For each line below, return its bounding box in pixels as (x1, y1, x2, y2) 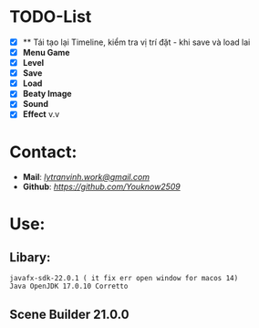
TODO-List (9, 6, 92, 27)
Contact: (9, 142, 78, 162)
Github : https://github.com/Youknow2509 (22, 181, 181, 193)
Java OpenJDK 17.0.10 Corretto (9, 281, 129, 291)
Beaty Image (22, 89, 72, 100)
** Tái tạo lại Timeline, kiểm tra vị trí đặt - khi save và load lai (22, 37, 251, 48)
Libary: (9, 249, 51, 265)
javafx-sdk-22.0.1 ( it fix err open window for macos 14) (9, 274, 239, 283)
